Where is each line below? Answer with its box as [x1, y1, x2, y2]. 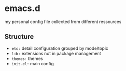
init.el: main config [11, 60, 54, 66]
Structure [4, 33, 34, 41]
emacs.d [4, 3, 41, 14]
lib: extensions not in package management [11, 50, 101, 56]
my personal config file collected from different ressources [4, 19, 122, 24]
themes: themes [11, 56, 43, 61]
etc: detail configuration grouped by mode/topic [11, 45, 109, 51]
